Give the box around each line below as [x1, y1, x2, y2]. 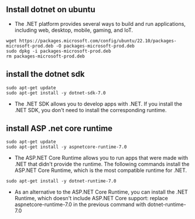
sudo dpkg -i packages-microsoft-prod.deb [6, 48, 111, 54]
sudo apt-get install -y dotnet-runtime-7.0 [6, 178, 117, 184]
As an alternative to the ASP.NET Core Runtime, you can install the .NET [14, 188, 189, 196]
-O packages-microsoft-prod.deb [56, 43, 135, 49]
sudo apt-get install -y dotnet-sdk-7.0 [6, 90, 107, 96]
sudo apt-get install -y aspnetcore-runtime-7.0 [6, 144, 127, 150]
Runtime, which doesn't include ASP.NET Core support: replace [14, 195, 168, 202]
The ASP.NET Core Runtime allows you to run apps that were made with [14, 154, 189, 161]
